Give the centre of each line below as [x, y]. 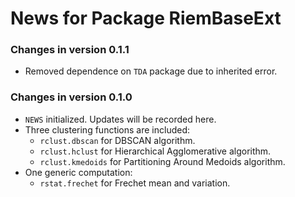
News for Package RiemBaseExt [146, 18]
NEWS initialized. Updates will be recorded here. [120, 119]
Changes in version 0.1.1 [70, 50]
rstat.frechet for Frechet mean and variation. [135, 183]
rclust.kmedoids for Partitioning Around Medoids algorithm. [162, 161]
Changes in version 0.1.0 [71, 97]
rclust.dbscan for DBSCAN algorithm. [117, 140]
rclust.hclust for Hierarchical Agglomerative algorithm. [155, 151]
